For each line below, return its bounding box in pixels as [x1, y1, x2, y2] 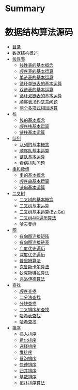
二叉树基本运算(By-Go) [19, 209, 65, 215]
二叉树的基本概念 [19, 196, 54, 203]
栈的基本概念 [19, 117, 45, 123]
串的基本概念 [19, 172, 45, 178]
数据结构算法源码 [5, 27, 74, 38]
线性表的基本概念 [19, 62, 54, 68]
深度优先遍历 [19, 252, 45, 258]
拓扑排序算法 [19, 380, 45, 386]
